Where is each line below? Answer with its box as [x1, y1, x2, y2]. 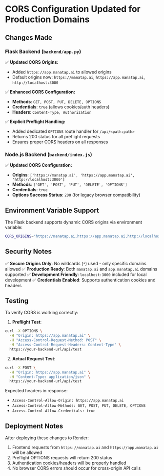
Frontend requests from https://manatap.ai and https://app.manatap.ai [12, 445, 159, 451]
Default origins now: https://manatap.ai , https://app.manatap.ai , [12, 74, 145, 80]
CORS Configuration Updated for [5, 3, 141, 15]
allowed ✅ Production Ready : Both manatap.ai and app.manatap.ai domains [5, 266, 158, 272]
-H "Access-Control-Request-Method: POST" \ [9, 338, 102, 343]
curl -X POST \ [5, 365, 36, 370]
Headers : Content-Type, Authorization [12, 109, 92, 115]
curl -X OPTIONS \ [5, 328, 42, 334]
